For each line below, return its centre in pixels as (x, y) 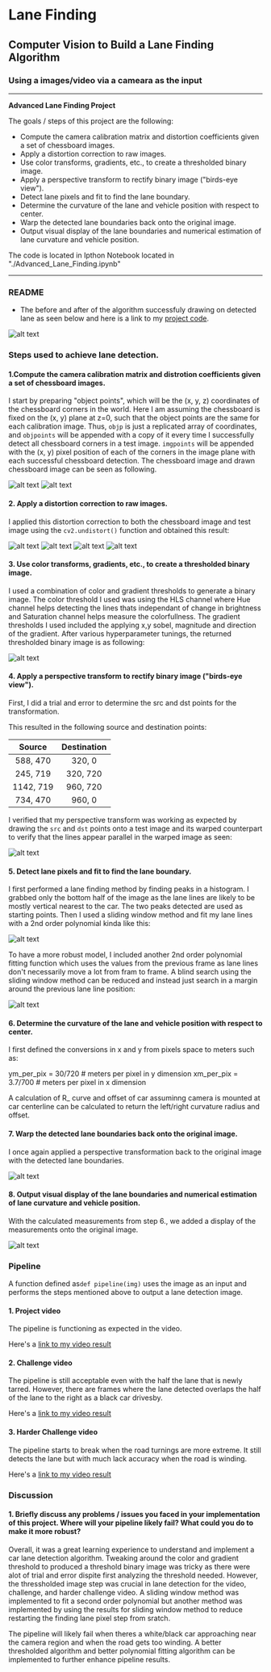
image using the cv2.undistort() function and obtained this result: (119, 530)
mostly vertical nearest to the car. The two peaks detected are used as (126, 907)
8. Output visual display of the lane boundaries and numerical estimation (133, 1194)
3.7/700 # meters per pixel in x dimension (77, 1083)
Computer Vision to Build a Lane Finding (111, 45)
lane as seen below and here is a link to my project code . (115, 318)
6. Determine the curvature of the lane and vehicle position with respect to (135, 1023)
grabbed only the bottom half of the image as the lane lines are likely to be (132, 898)
